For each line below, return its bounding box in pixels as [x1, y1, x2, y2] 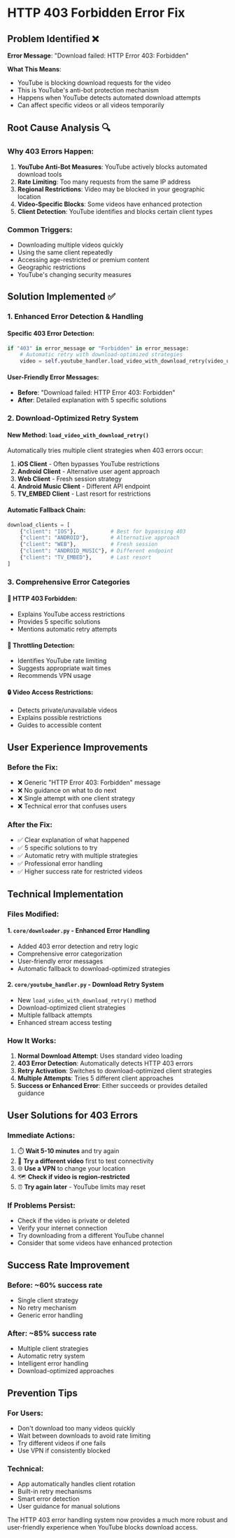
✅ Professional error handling [17, 859, 103, 868]
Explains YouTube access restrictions [17, 610, 125, 618]
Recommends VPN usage [17, 672, 92, 680]
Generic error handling [17, 1311, 83, 1319]
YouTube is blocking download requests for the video [17, 79, 171, 87]
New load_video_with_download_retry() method [17, 996, 157, 1005]
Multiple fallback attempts [17, 1011, 92, 1019]
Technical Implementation [7, 888, 124, 900]
